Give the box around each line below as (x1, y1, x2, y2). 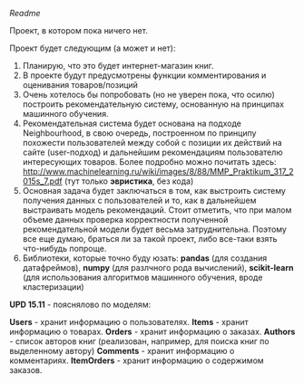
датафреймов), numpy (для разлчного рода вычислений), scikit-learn (22, 263, 294, 273)
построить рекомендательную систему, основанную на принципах (22, 99, 284, 110)
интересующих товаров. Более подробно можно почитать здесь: (22, 157, 277, 167)
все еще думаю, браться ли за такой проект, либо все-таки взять (22, 234, 278, 244)
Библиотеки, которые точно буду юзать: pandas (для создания (22, 253, 268, 263)
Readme (9, 8, 41, 18)
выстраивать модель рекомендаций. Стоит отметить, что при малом (22, 205, 292, 215)
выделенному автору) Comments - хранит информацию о (9, 346, 235, 356)
